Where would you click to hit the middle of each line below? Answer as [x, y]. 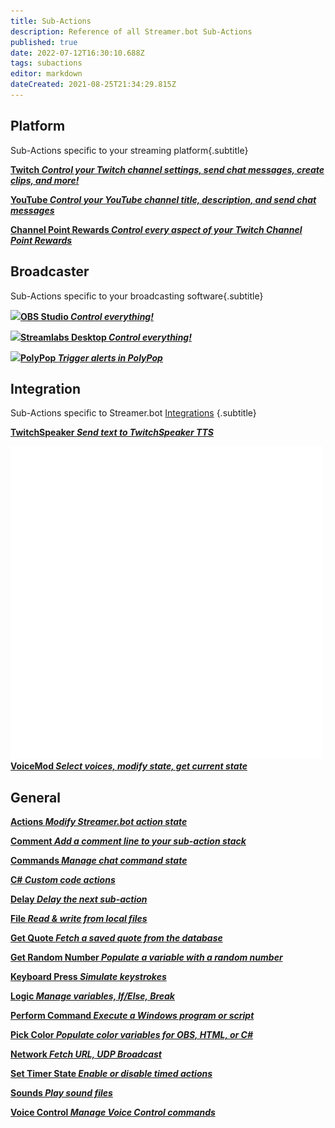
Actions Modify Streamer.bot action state [99, 822]
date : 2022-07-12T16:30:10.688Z [77, 53]
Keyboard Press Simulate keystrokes [88, 977]
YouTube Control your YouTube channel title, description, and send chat [163, 199]
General [36, 797]
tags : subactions [46, 63]
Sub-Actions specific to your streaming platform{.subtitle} [129, 150]
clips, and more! [45, 180]
